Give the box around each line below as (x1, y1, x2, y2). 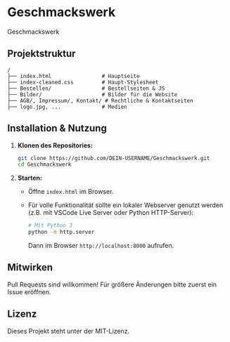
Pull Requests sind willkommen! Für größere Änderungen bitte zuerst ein (7, 280, 217, 289)
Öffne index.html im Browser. (27, 188, 114, 196)
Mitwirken (7, 261, 53, 274)
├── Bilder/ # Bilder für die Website (7, 91, 178, 98)
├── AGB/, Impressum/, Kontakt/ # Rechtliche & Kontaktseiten (7, 97, 193, 104)
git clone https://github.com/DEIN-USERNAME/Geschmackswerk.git (17, 154, 210, 162)
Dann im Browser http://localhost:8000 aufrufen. (27, 242, 174, 250)
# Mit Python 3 (27, 222, 72, 229)
